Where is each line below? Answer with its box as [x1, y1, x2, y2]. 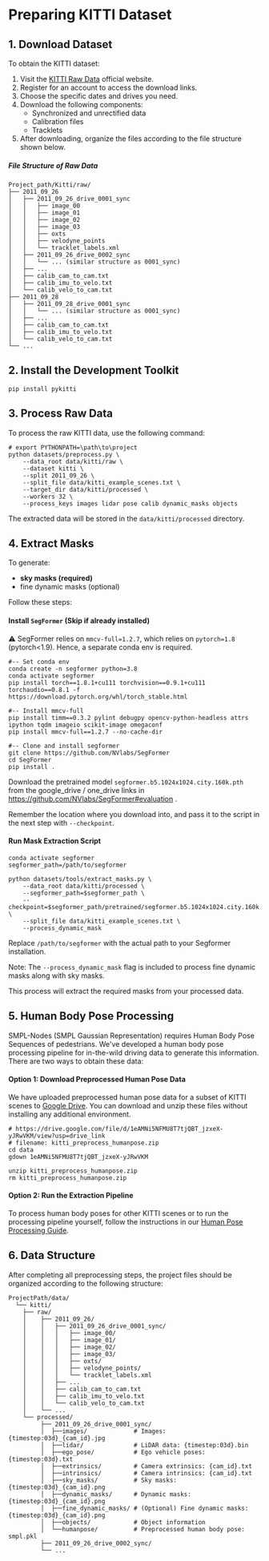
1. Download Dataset [8, 38, 113, 51]
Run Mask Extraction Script [8, 836, 102, 846]
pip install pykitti [8, 384, 78, 393]
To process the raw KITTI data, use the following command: [8, 428, 206, 437]
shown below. [19, 143, 66, 151]
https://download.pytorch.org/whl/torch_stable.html [8, 693, 188, 701]
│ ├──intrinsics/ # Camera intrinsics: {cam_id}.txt [40, 1469, 252, 1477]
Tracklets [31, 126, 63, 135]
